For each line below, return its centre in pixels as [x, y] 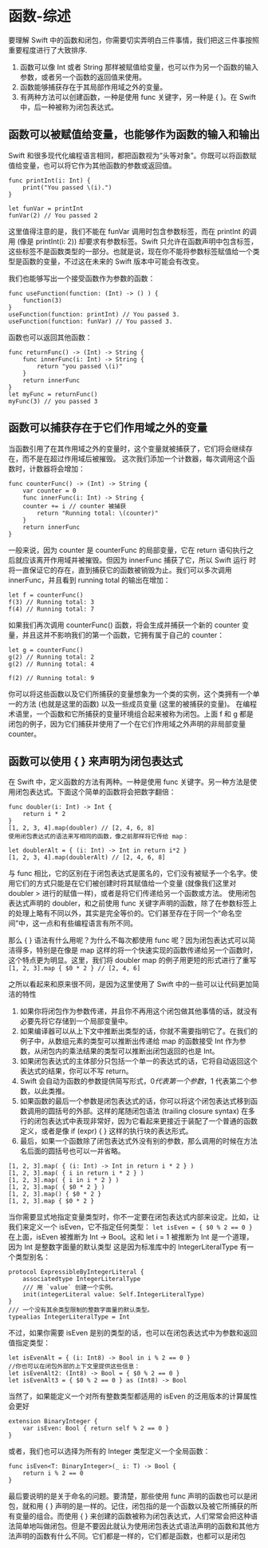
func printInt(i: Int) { [49, 181]
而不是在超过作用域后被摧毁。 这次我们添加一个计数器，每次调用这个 [135, 458]
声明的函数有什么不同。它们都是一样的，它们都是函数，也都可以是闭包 [130, 1536]
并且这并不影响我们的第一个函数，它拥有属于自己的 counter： [123, 635]
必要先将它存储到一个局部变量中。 [76, 1021]
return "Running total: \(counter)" [98, 513]
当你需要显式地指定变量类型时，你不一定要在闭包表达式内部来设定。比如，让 [134, 1217]
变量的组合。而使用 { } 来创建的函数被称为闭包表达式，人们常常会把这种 [133, 1516]
